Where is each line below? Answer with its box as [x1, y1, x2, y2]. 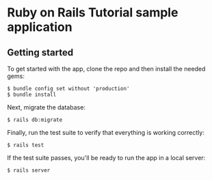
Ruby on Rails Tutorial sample [7, 5, 178, 21]
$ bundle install [7, 91, 57, 98]
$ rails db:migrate [7, 116, 63, 123]
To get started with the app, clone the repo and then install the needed [7, 65, 206, 73]
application [7, 19, 73, 35]
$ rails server [7, 167, 51, 174]
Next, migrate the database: [7, 103, 85, 111]
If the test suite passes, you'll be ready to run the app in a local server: [7, 154, 206, 162]
